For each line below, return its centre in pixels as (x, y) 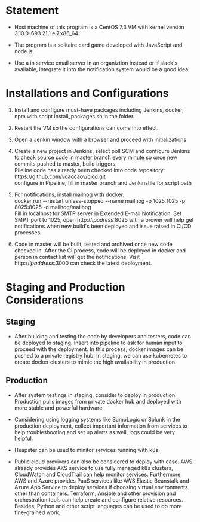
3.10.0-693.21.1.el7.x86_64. (47, 33)
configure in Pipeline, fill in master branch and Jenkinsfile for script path (103, 182)
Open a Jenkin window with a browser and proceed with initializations (100, 139)
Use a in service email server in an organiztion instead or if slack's (96, 63)
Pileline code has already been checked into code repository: (90, 170)
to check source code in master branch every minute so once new (96, 157)
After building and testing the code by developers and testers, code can (103, 336)
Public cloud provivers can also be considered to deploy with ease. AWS (103, 462)
